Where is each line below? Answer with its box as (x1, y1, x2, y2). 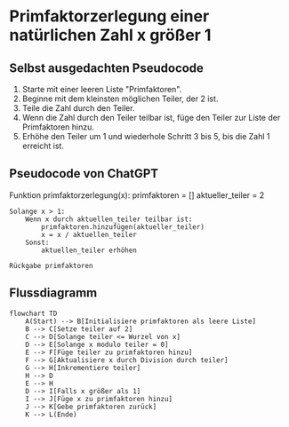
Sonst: (25, 238, 50, 247)
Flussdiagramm (9, 286, 98, 301)
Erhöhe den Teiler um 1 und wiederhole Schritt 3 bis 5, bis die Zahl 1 (21, 131, 270, 141)
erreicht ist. (21, 140, 65, 151)
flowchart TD (9, 309, 58, 318)
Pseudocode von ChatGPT (9, 166, 159, 181)
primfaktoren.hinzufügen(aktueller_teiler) (41, 222, 205, 232)
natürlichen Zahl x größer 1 (9, 25, 212, 45)
